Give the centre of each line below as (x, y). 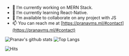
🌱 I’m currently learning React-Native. (50, 13)
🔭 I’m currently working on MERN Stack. (52, 7)
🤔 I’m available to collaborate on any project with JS (64, 18)
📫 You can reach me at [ (37, 23)
